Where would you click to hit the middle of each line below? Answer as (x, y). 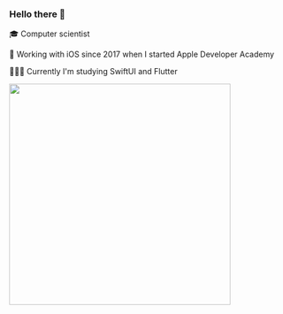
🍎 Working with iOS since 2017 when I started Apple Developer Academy (142, 54)
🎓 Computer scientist (50, 34)
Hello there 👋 (38, 14)
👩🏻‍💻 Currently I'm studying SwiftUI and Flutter (94, 72)
